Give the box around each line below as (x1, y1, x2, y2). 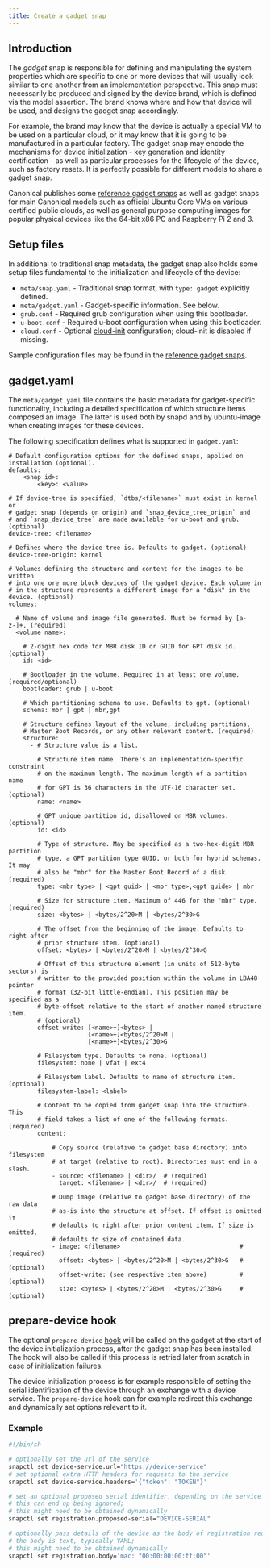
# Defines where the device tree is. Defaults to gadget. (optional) (8, 544, 248, 553)
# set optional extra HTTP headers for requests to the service (8, 1470, 229, 1478)
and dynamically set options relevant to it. (8, 1402, 148, 1412)
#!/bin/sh (8, 1441, 42, 1449)
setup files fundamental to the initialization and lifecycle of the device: (8, 268, 241, 277)
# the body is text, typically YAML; (8, 1537, 135, 1545)
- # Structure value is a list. (29, 741, 139, 750)
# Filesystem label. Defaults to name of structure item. (37, 1074, 236, 1082)
